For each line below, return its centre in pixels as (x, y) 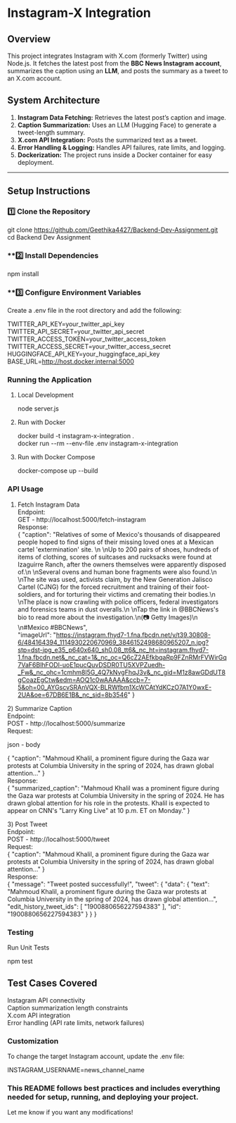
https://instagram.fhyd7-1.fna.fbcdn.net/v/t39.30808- (133, 635)
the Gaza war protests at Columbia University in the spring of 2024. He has (116, 795)
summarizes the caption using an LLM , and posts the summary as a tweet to (118, 71)
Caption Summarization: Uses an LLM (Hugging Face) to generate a (117, 125)
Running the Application (50, 380)
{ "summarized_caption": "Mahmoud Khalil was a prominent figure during (113, 788)
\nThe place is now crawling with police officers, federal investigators (118, 602)
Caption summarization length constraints (68, 1007)
